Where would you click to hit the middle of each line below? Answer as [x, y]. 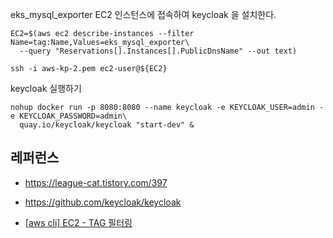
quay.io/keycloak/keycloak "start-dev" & [107, 125]
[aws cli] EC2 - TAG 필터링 [78, 222]
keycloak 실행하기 [46, 88]
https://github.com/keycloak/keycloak [103, 202]
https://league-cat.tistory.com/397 [96, 182]
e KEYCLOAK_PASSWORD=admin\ [69, 116]
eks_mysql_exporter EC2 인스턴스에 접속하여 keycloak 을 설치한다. [143, 14]
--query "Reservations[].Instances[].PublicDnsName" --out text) [158, 51]
